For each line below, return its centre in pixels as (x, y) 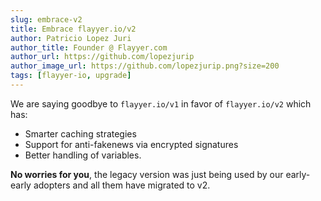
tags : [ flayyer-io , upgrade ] (71, 76)
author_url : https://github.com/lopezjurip (102, 57)
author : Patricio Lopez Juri (71, 38)
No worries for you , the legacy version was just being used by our (147, 174)
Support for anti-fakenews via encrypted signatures (131, 144)
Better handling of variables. (83, 155)
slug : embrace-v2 (46, 19)
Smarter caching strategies (80, 133)
